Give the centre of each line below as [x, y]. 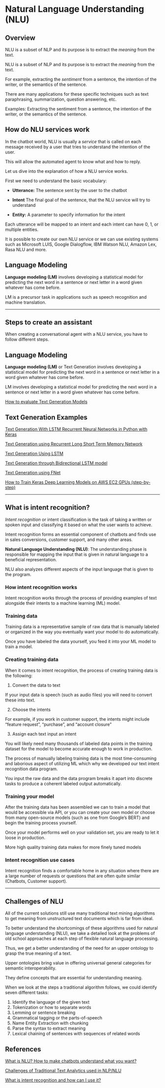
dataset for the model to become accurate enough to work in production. [79, 748]
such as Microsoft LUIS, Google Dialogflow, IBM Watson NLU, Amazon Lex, [81, 244]
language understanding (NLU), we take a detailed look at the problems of [80, 933]
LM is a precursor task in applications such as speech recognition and [76, 297]
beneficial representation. [31, 559]
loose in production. [25, 838]
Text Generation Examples [46, 417]
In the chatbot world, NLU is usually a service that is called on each [73, 141]
